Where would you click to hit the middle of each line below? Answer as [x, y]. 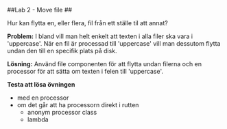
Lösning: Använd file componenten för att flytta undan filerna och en [105, 64]
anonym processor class [62, 112]
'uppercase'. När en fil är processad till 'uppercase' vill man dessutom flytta [114, 43]
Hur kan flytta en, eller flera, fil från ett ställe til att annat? [87, 23]
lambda [38, 119]
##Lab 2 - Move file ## [40, 10]
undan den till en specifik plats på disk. [62, 51]
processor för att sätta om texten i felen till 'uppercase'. [85, 71]
